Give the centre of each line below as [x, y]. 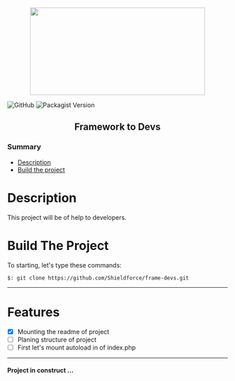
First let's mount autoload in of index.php [77, 347]
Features [34, 312]
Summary [24, 147]
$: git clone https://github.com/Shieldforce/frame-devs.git [98, 278]
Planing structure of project [57, 339]
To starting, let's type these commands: [65, 265]
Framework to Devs [117, 127]
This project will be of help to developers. [67, 217]
